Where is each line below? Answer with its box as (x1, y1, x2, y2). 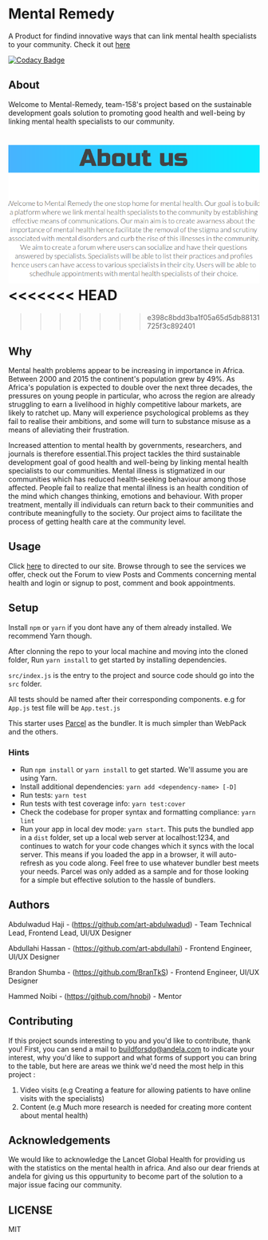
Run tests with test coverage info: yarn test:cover (19, 798, 186, 808)
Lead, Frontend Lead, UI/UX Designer (8, 928, 132, 937)
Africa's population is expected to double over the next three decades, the (8, 382, 253, 392)
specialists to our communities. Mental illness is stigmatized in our (8, 465, 226, 475)
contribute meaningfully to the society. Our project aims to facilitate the (8, 508, 242, 517)
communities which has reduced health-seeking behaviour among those (8, 474, 246, 484)
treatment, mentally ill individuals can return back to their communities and (8, 500, 254, 509)
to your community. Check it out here (8, 39, 131, 49)
